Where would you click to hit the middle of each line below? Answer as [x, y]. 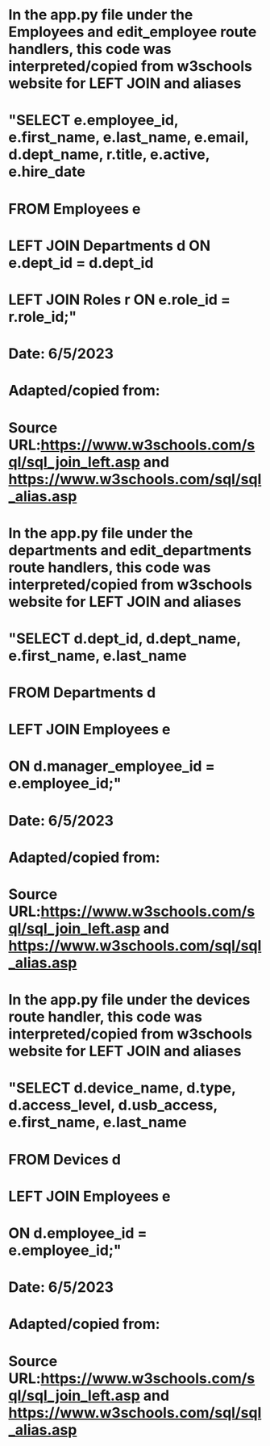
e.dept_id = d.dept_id [81, 263]
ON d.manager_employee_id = [112, 766]
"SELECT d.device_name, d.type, [122, 1088]
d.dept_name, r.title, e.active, [109, 155]
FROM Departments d [82, 693]
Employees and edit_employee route [133, 32]
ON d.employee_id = [78, 1233]
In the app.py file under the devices [129, 1000]
